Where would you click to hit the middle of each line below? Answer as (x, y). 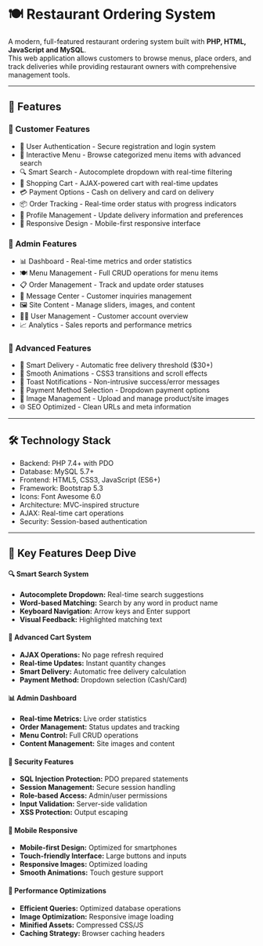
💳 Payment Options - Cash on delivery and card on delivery (117, 191)
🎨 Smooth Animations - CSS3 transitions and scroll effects (113, 373)
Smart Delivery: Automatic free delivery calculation (103, 671)
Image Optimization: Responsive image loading (97, 916)
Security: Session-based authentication (83, 522)
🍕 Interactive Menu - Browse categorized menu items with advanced (130, 155)
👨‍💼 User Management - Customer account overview (104, 316)
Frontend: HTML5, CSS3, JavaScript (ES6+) (90, 480)
